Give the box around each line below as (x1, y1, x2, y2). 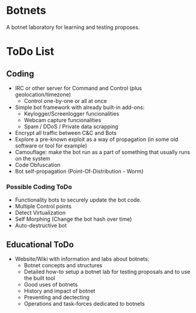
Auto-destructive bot (14, 222, 67, 229)
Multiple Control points (14, 203, 72, 210)
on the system (14, 155, 51, 162)
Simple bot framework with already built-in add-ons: (14, 104, 145, 111)
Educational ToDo (6, 239, 74, 250)
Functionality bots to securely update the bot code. (14, 196, 142, 203)
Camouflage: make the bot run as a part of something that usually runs (14, 148, 191, 155)
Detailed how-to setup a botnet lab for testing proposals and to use (23, 268, 191, 276)
